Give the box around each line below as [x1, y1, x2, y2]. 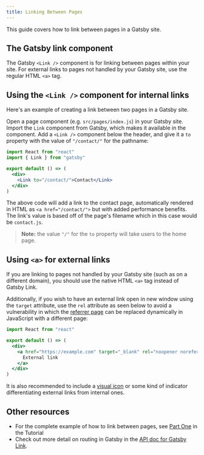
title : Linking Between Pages [6, 9, 83, 15]
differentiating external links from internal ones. [6, 389, 125, 396]
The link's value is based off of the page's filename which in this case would [6, 212, 197, 220]
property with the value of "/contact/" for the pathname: [6, 137, 149, 145]
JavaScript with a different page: [6, 314, 88, 322]
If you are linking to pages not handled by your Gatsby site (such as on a [6, 271, 188, 278]
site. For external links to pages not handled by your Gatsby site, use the [6, 66, 187, 73]
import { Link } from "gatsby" [6, 155, 86, 161]
